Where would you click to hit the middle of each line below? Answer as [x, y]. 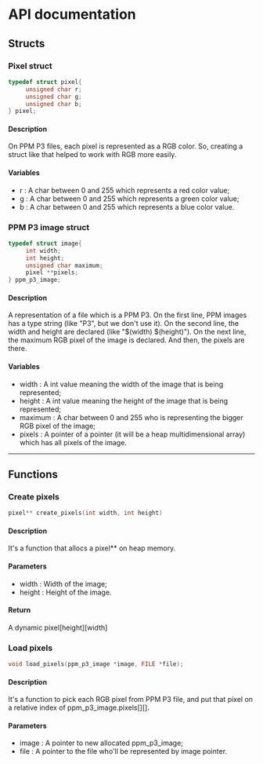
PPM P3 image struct [49, 227]
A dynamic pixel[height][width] [58, 627]
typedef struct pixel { [45, 82]
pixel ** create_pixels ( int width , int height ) [85, 513]
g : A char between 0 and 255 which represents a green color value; [129, 199]
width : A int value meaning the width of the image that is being [121, 384]
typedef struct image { [45, 243]
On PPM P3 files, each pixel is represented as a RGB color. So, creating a [126, 146]
